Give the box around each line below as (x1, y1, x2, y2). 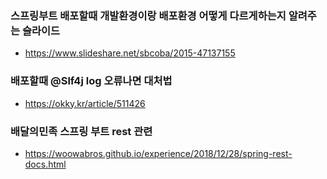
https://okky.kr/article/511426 (24, 97, 146, 109)
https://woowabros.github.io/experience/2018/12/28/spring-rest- (24, 147, 293, 159)
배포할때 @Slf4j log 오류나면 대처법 (10, 74, 173, 88)
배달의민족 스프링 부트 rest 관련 (10, 124, 153, 138)
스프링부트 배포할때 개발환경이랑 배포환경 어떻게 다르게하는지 (10, 8, 287, 22)
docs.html (24, 158, 67, 170)
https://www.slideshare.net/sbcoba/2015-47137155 (24, 47, 236, 59)
